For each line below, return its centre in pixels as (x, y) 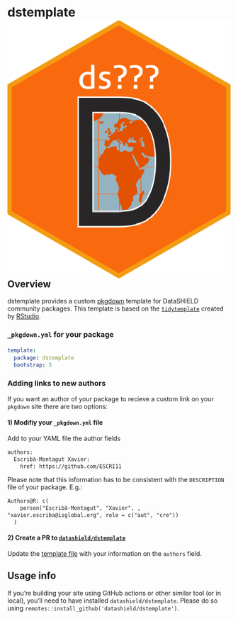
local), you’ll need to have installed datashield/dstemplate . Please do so (113, 601)
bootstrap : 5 (33, 365)
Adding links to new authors (57, 384)
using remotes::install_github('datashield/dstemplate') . (93, 608)
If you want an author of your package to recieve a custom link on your (110, 398)
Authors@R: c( (28, 501)
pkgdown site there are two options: (57, 406)
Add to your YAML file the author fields (64, 438)
